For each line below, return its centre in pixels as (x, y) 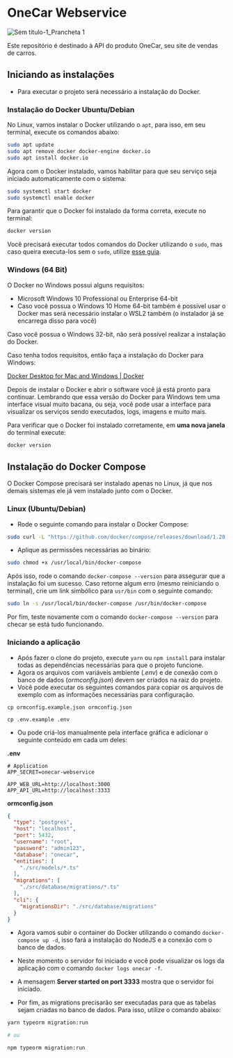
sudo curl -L (26, 537)
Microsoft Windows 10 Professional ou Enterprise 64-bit (97, 298)
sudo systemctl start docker (49, 191)
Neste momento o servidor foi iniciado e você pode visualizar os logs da (121, 961)
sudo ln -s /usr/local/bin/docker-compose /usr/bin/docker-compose (107, 604)
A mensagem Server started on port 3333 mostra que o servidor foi (115, 981)
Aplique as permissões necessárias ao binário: (84, 550)
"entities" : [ (34, 861)
